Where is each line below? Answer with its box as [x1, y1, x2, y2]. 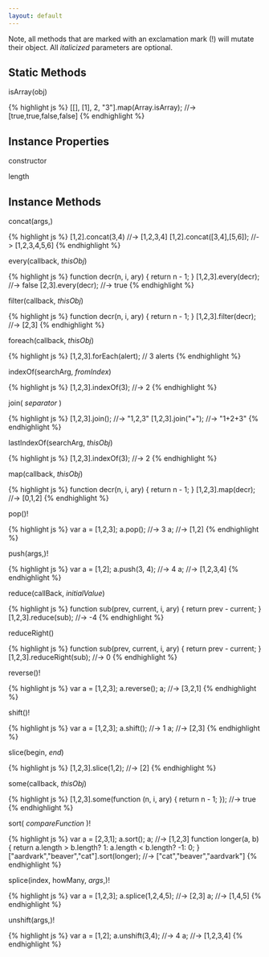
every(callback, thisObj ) [8, 256, 88, 266]
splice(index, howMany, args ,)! [8, 876, 111, 885]
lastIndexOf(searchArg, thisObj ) [8, 438, 113, 448]
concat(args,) [8, 217, 54, 226]
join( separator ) [8, 398, 62, 408]
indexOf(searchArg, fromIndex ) [8, 367, 112, 377]
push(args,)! [8, 549, 49, 558]
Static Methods [8, 66, 87, 80]
